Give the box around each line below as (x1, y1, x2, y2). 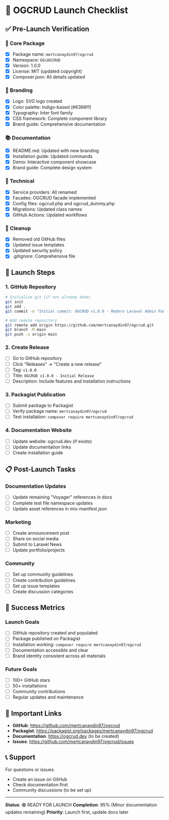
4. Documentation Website (5, 427, 72, 434)
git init (5, 299, 24, 304)
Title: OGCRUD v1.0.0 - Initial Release (12, 372, 95, 379)
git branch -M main (5, 327, 46, 332)
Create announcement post (12, 530, 69, 536)
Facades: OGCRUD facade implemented (12, 195, 96, 201)
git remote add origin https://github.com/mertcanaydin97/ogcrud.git (5, 323, 154, 328)
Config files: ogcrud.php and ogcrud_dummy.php (12, 200, 115, 206)
